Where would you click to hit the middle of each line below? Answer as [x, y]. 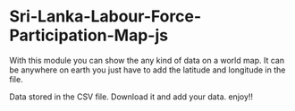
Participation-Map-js [88, 35]
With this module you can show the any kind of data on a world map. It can [147, 60]
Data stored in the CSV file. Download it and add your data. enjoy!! [131, 97]
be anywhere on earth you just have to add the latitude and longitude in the [147, 70]
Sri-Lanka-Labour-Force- [105, 17]
